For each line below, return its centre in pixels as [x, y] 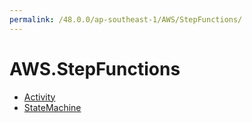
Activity [39, 97]
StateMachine [52, 107]
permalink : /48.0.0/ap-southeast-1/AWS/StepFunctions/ [126, 19]
